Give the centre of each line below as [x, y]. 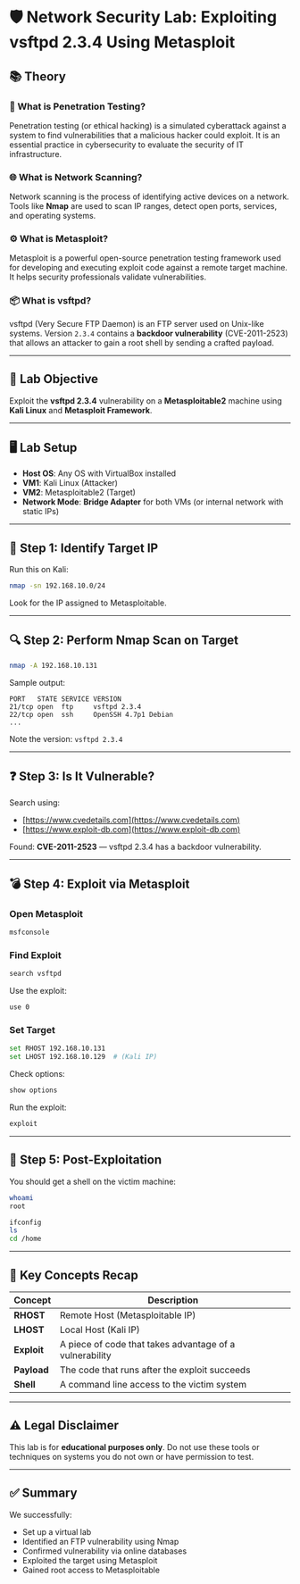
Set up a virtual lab [57, 1531]
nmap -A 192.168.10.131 [54, 665]
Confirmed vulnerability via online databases [104, 1551]
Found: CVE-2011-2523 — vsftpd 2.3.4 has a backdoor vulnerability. [135, 846]
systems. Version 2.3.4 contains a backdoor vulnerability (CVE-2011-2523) [149, 333]
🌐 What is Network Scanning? [76, 177]
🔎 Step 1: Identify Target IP [84, 548]
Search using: [35, 802]
